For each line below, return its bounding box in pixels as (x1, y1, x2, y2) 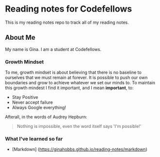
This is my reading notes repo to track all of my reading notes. (5, 19, 129, 25)
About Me (5, 33, 35, 42)
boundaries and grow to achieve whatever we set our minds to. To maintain (5, 80, 155, 86)
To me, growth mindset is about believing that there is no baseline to (5, 69, 142, 76)
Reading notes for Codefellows (5, 3, 132, 15)
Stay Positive (12, 94, 38, 100)
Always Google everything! (12, 105, 66, 110)
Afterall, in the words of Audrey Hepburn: (5, 114, 87, 120)
